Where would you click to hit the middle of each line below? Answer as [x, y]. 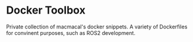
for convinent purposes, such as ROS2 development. [71, 33]
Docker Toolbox [46, 10]
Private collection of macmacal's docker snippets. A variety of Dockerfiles [97, 27]
